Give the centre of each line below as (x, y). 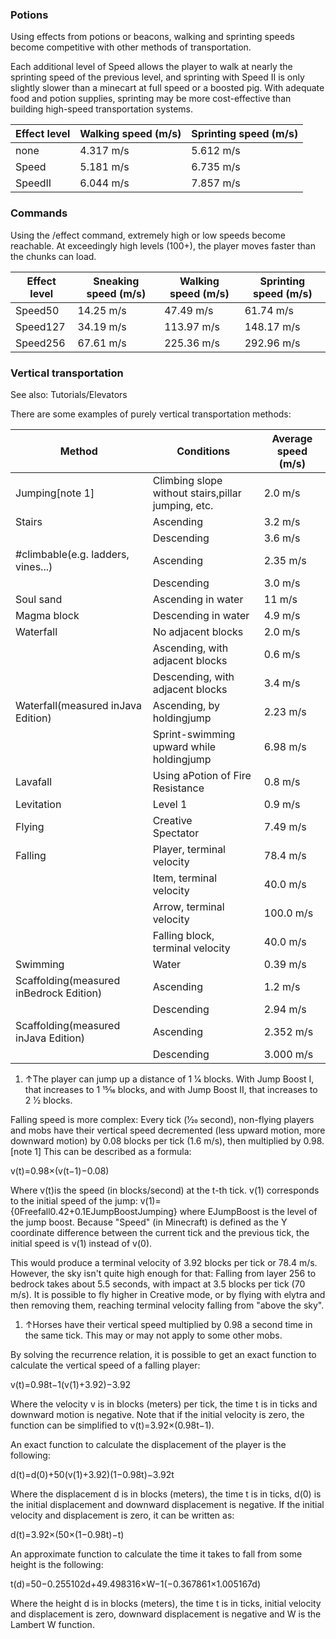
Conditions (203, 451)
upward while (184, 746)
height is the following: (57, 1564)
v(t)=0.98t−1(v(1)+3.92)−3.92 (71, 1384)
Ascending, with (190, 648)
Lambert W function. (52, 1624)
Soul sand (39, 599)
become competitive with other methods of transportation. (131, 47)
